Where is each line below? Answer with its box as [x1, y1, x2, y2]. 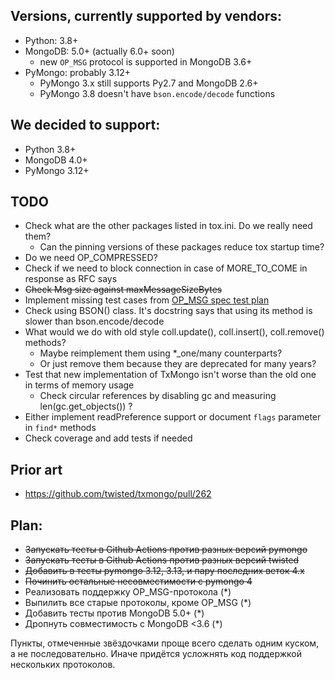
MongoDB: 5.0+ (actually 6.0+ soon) [24, 45, 175, 57]
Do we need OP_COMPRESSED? [24, 252, 158, 264]
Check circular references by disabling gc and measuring [39, 390, 277, 402]
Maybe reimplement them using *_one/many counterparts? [39, 347, 283, 359]
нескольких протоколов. [10, 659, 116, 671]
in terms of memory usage [24, 379, 135, 391]
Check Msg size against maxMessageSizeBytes [24, 284, 223, 296]
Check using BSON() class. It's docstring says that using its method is [24, 305, 313, 317]
